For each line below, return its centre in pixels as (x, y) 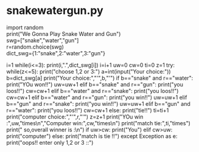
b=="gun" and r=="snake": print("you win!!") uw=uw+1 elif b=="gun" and (98, 103)
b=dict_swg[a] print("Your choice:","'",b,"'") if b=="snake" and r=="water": (100, 78)
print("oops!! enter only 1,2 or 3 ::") (50, 142)
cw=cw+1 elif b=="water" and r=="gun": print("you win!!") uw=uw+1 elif (97, 97)
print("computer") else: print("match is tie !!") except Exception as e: (92, 136)
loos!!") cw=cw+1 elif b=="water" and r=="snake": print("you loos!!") (93, 91)
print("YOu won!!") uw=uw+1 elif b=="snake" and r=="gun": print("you (95, 84)
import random (25, 27)
